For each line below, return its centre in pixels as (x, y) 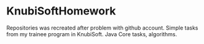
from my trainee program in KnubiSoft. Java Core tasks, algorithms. (92, 34)
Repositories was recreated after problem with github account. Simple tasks (102, 28)
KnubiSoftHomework (61, 11)
